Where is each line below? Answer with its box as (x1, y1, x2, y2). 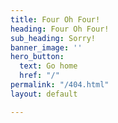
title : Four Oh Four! (10, 14, 101, 25)
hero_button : (10, 52, 65, 62)
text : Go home (19, 61, 78, 71)
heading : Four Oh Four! (10, 24, 110, 34)
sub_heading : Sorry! (10, 33, 97, 43)
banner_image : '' (10, 42, 83, 53)
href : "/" (19, 71, 60, 81)
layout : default (10, 89, 78, 99)
